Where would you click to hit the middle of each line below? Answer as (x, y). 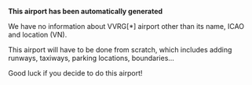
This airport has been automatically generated (86, 11)
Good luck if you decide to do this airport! (75, 73)
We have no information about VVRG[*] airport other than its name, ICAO (126, 26)
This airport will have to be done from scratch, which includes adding (120, 50)
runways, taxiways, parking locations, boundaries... (91, 58)
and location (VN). (38, 35)
